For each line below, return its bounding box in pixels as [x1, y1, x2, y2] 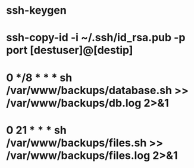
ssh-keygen [6, 4, 67, 17]
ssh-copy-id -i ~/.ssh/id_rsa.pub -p [6, 31, 186, 45]
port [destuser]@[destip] [6, 43, 133, 57]
